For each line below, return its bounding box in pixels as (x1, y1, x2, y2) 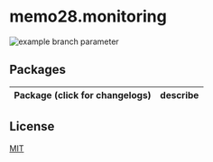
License (9, 119, 55, 134)
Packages (9, 62, 66, 77)
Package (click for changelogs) (14, 88, 152, 101)
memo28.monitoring (9, 6, 167, 27)
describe (160, 88, 199, 101)
